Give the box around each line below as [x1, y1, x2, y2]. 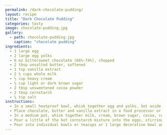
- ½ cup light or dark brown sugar [9, 81, 83, 86]
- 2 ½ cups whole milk [9, 72, 57, 77]
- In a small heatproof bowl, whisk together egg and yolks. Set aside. [9, 104, 164, 109]
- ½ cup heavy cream [9, 76, 52, 81]
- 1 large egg [9, 48, 39, 53]
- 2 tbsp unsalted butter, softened [9, 62, 85, 67]
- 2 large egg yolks [9, 53, 52, 58]
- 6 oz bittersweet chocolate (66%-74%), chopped [9, 58, 114, 63]
